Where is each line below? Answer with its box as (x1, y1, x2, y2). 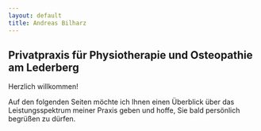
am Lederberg (8, 60, 79, 74)
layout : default (8, 11, 62, 20)
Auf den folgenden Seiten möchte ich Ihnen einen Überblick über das (8, 97, 235, 107)
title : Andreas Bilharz (8, 19, 87, 27)
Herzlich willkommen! (8, 82, 79, 91)
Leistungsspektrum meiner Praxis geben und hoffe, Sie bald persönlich (8, 106, 240, 115)
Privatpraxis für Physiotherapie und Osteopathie (8, 48, 253, 62)
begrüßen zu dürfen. (8, 114, 76, 124)
